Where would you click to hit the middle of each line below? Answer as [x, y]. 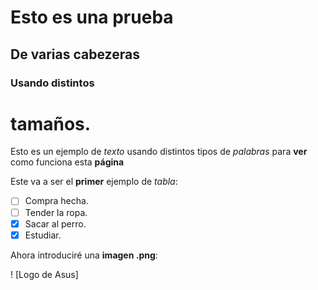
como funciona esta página [67, 162]
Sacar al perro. [55, 223]
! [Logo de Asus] [44, 274]
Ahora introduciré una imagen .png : [84, 255]
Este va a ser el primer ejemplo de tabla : [94, 182]
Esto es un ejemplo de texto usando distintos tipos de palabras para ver [159, 152]
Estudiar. [43, 235]
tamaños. [51, 123]
